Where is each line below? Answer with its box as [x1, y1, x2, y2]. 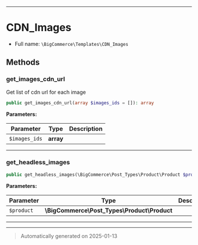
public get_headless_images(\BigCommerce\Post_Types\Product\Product [6, 171, 181, 177]
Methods [6, 57, 40, 68]
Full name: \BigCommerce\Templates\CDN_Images [14, 40, 128, 47]
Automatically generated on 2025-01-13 [20, 232, 118, 239]
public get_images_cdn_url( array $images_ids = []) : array [6, 100, 154, 106]
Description [68, 124, 103, 133]
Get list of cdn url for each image [6, 88, 87, 95]
